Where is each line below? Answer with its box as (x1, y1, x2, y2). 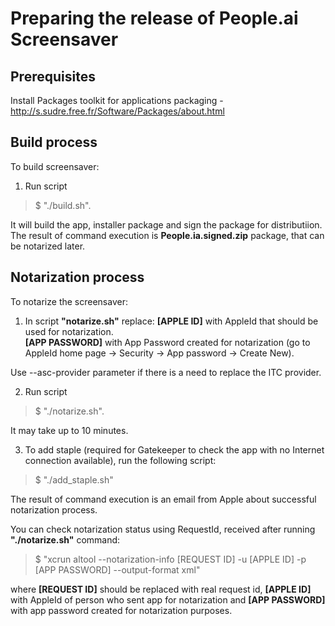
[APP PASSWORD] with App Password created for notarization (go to (24, 336, 311, 348)
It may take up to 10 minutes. (10, 424, 129, 436)
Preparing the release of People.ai (10, 7, 299, 30)
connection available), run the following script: (24, 454, 217, 466)
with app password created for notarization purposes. (10, 604, 233, 616)
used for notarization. (24, 325, 114, 337)
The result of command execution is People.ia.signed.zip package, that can (10, 229, 325, 241)
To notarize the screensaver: (10, 295, 128, 307)
